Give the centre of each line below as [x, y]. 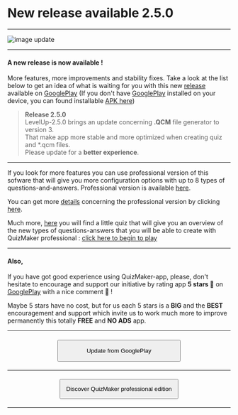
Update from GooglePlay [119, 351]
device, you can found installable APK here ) [71, 101]
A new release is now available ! [55, 63]
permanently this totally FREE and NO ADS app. [77, 320]
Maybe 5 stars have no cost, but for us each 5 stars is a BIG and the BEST [115, 306]
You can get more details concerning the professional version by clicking [114, 202]
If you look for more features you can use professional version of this [108, 173]
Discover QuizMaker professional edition [119, 389]
